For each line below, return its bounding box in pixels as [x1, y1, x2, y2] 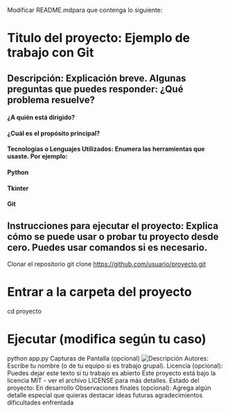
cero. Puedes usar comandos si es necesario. [7, 242, 208, 253]
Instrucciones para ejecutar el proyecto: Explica [7, 220, 219, 231]
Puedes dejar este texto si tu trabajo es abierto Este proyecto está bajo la [7, 368, 216, 377]
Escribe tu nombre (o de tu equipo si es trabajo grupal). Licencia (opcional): [7, 361, 223, 370]
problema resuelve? [7, 93, 96, 106]
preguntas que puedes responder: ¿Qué [7, 83, 184, 95]
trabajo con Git [7, 45, 94, 61]
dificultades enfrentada [7, 398, 74, 406]
